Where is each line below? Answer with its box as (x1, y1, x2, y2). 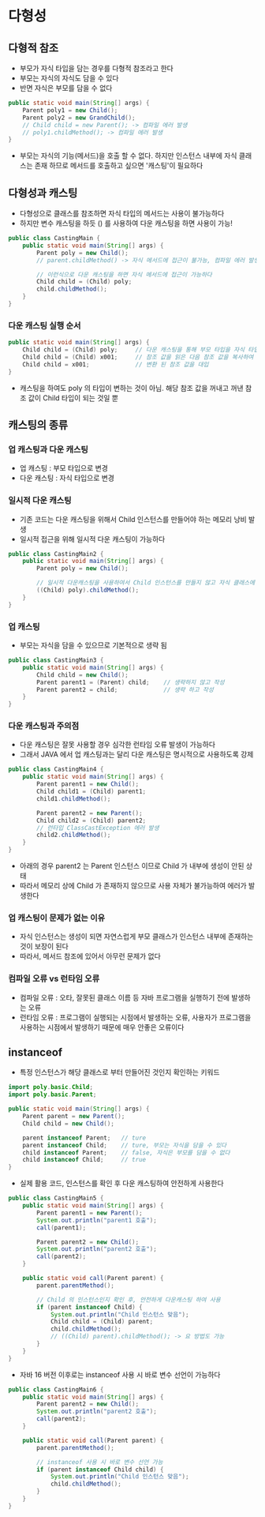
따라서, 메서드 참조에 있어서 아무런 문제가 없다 (19, 952, 162, 961)
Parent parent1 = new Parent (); (36, 1209, 144, 1217)
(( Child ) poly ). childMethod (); (36, 586, 140, 595)
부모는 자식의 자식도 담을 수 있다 (19, 73, 119, 83)
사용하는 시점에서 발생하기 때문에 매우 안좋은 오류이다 (19, 1022, 185, 1031)
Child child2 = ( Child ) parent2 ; (36, 817, 147, 824)
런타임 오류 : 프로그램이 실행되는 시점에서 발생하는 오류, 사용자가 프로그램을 (19, 1012, 252, 1022)
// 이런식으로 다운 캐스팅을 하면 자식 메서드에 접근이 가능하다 (36, 270, 213, 279)
